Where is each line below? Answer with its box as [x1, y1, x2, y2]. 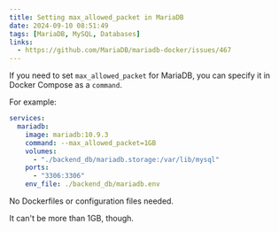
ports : [25, 163, 50, 173]
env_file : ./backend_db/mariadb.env [25, 180, 161, 189]
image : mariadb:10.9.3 [25, 130, 109, 139]
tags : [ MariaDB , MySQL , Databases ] [9, 29, 141, 38]
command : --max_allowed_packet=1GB [25, 138, 157, 147]
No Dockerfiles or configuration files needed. [9, 196, 174, 206]
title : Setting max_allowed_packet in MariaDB [9, 12, 184, 22]
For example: [9, 97, 58, 107]
